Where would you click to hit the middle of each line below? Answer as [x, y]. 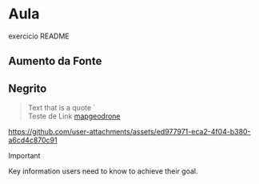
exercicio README [39, 36]
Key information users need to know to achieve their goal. [103, 171]
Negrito [28, 88]
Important [24, 156]
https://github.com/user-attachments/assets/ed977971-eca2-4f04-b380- [129, 132]
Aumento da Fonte [55, 61]
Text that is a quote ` [62, 108]
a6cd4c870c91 [33, 140]
